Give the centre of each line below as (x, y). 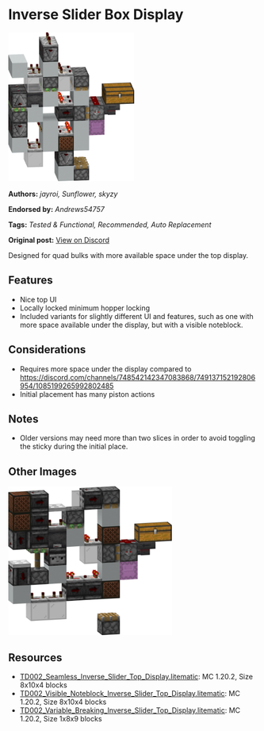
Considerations (47, 350)
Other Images (42, 471)
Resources (35, 658)
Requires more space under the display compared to (105, 369)
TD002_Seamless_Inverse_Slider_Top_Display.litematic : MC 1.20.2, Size (136, 677)
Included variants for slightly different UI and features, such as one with (136, 316)
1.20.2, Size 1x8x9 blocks (61, 719)
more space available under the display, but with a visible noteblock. (131, 325)
